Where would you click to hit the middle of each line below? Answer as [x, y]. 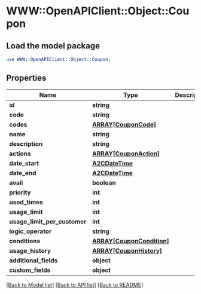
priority [20, 192]
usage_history [30, 250]
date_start [24, 163]
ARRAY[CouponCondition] [130, 241]
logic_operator [31, 231]
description [26, 143]
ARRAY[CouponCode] [124, 124]
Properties [26, 78]
